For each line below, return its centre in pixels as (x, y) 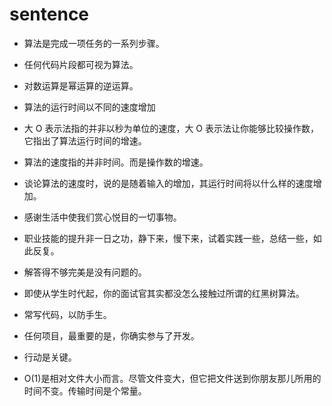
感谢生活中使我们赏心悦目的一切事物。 (102, 217)
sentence (49, 14)
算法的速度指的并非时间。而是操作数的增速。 (116, 162)
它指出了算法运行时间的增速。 (85, 140)
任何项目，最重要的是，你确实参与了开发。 (111, 335)
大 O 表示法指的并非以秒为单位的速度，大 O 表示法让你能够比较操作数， (171, 128)
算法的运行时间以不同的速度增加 (89, 107)
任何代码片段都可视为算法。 (81, 64)
